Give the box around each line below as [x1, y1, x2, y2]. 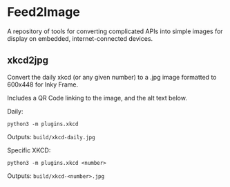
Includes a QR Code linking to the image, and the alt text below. [7, 93, 188, 102]
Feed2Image [7, 4, 81, 20]
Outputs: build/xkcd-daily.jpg [7, 132, 95, 141]
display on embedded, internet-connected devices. [7, 34, 153, 42]
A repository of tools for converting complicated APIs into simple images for [7, 27, 223, 35]
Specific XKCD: [7, 146, 51, 154]
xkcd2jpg [7, 55, 48, 66]
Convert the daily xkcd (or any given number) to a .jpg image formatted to [7, 73, 217, 81]
